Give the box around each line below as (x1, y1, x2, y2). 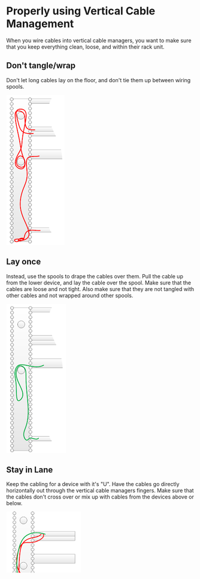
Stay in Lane (6, 464, 53, 475)
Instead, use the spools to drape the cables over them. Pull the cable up (6, 272, 184, 280)
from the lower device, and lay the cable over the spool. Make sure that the (6, 279, 192, 286)
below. (6, 500, 23, 507)
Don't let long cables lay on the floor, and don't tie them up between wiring (6, 76, 191, 83)
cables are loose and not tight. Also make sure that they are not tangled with (6, 285, 195, 292)
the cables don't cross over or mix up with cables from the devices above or (6, 493, 195, 500)
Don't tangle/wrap (6, 61, 76, 71)
